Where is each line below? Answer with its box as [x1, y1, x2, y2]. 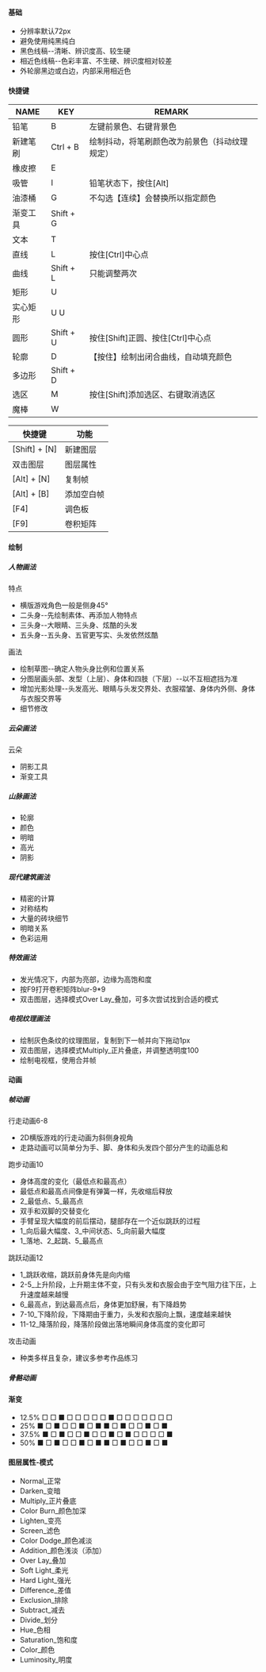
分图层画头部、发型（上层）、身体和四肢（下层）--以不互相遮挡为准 [19, 673, 238, 683]
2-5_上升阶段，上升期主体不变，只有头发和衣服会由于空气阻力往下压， [19, 1280, 250, 1289]
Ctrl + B [51, 141, 79, 152]
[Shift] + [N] [12, 444, 58, 455]
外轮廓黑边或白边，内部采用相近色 [19, 66, 131, 75]
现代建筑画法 [8, 872, 50, 881]
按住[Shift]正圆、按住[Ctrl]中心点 [89, 333, 211, 344]
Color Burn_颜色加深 [19, 1506, 86, 1516]
